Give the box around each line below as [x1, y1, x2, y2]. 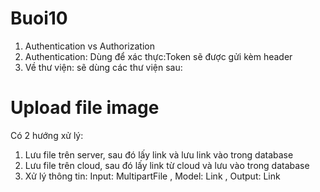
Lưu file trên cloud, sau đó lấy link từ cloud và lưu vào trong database [24, 159, 310, 171]
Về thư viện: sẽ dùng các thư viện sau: [24, 61, 183, 73]
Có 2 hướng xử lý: [10, 129, 84, 141]
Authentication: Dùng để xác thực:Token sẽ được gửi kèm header [24, 50, 293, 62]
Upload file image [10, 97, 160, 119]
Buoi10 [10, 7, 68, 30]
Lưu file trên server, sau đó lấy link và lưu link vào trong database [24, 148, 294, 161]
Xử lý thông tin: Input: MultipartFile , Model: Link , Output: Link [24, 170, 281, 182]
